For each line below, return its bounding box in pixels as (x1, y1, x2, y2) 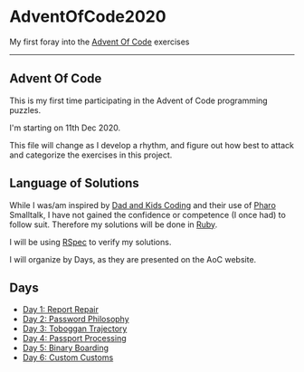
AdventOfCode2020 (9, 6, 166, 27)
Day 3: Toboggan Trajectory (22, 323, 128, 334)
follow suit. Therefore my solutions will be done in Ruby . (9, 219, 218, 230)
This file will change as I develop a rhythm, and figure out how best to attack (9, 139, 294, 150)
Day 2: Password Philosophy (22, 314, 129, 325)
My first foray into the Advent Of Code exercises (9, 36, 190, 47)
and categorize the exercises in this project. (9, 149, 173, 160)
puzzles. (9, 104, 42, 115)
